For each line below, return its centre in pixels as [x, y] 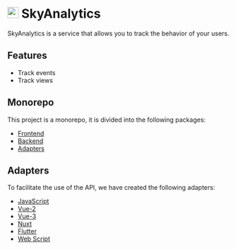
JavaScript [33, 201]
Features [27, 56]
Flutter [27, 232]
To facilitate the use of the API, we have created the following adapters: [111, 188]
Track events [36, 72]
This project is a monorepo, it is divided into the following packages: [107, 120]
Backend [30, 141]
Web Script [34, 239]
